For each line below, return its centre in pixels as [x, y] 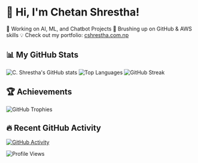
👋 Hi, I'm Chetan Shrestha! [73, 12]
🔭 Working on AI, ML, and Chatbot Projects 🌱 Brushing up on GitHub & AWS [99, 29]
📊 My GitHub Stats [42, 55]
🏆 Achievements [39, 92]
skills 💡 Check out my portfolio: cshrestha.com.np [68, 35]
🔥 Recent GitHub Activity [54, 128]
